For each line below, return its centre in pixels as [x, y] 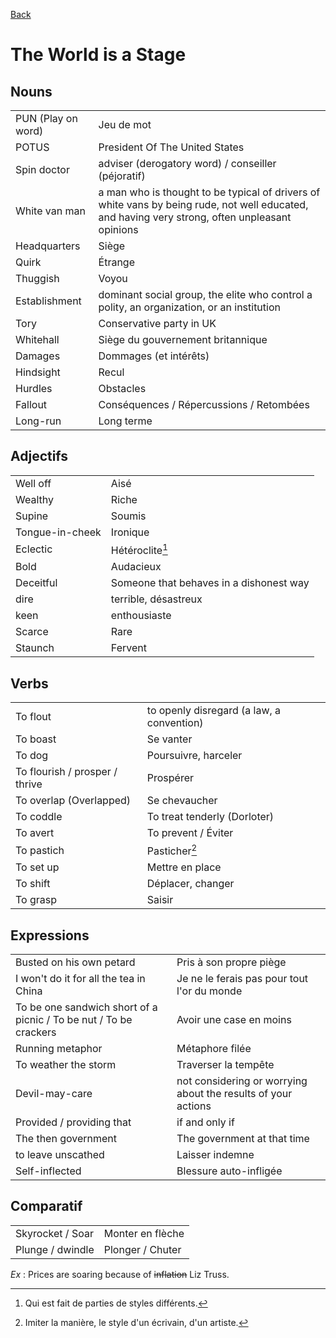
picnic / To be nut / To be [74, 1020]
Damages [38, 356]
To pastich [40, 850]
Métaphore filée [214, 1049]
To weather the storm [66, 1065]
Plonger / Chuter [142, 1249]
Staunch [35, 648]
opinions [118, 229]
